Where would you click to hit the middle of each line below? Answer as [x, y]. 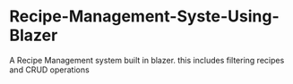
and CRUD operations [49, 70]
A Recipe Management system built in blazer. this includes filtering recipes [147, 60]
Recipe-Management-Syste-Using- [144, 17]
